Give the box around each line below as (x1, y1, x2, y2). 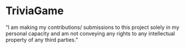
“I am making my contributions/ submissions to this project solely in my (5, 24, 180, 31)
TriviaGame (5, 4, 64, 18)
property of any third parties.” (5, 36, 78, 43)
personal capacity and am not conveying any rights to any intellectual (5, 30, 176, 37)
